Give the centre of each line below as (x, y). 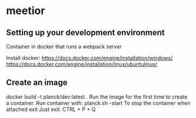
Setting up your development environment (85, 33)
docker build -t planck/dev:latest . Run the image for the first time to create (97, 97)
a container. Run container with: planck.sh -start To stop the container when (98, 103)
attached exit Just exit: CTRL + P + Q (51, 109)
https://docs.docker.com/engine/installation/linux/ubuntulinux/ (82, 64)
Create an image (37, 82)
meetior (26, 11)
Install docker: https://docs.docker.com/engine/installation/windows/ (89, 58)
